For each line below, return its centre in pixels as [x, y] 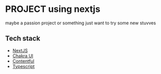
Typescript [23, 66]
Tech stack [23, 38]
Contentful [23, 61]
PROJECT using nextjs [53, 9]
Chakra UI [23, 56]
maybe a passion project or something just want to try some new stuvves [80, 23]
